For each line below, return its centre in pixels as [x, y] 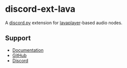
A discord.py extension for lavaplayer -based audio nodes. [64, 23]
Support [18, 38]
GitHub [19, 55]
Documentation [28, 50]
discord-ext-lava [40, 9]
